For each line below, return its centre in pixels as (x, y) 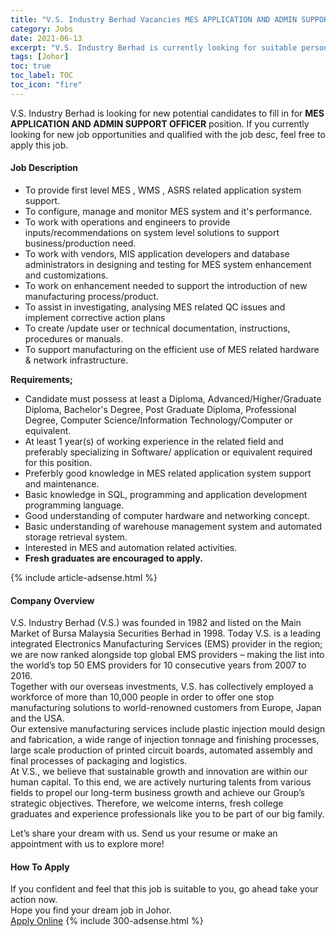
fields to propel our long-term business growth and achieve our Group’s (157, 793)
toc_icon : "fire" (46, 85)
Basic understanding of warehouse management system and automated (173, 526)
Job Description (44, 168)
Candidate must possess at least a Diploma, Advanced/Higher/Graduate (173, 398)
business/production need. (80, 243)
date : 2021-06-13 (46, 38)
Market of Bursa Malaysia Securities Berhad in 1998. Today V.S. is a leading (166, 633)
